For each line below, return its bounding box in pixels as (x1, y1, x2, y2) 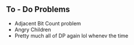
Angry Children (14, 26, 51, 33)
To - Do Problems (6, 5, 70, 14)
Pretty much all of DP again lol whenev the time (14, 32, 129, 39)
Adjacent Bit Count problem (14, 20, 82, 27)
